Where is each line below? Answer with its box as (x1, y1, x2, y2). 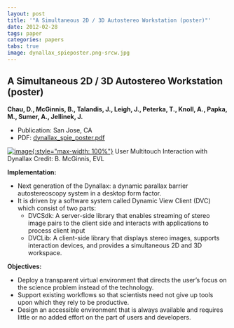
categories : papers (7, 36, 64, 43)
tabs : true (7, 43, 39, 50)
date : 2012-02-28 (7, 23, 58, 30)
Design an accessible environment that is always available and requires (17, 306, 223, 314)
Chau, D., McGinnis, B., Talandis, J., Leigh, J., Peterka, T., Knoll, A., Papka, (7, 104, 228, 113)
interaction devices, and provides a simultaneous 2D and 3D (27, 241, 202, 250)
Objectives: (7, 262, 42, 271)
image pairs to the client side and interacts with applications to (27, 219, 209, 227)
